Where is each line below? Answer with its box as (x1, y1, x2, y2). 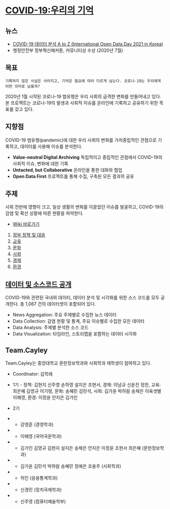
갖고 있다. (14, 106, 34, 112)
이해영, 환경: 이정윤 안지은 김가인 (12, 394, 78, 401)
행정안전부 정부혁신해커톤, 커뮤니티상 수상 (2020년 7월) (12, 47, 123, 53)
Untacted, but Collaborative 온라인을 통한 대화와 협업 (12, 166, 123, 173)
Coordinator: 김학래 (12, 371, 53, 377)
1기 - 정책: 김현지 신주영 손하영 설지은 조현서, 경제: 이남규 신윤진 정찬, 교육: (12, 382, 161, 388)
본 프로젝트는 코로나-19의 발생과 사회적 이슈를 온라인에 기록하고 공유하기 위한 (5, 100, 158, 106)
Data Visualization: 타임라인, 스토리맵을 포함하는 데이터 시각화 (12, 331, 137, 337)
